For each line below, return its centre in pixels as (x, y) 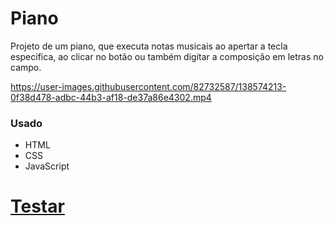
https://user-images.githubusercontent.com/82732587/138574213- (148, 86)
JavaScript (47, 166)
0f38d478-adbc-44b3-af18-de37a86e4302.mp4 (111, 97)
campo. (26, 67)
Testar (37, 206)
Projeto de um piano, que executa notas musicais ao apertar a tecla (149, 46)
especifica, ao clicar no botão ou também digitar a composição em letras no (167, 56)
